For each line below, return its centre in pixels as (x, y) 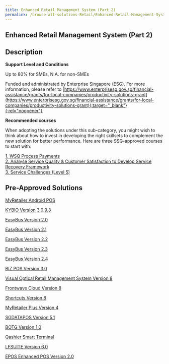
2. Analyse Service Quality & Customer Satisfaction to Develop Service (78, 161)
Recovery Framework (27, 166)
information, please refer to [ (35, 89)
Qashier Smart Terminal (30, 337)
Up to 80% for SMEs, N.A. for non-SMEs (47, 74)
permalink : (17, 15)
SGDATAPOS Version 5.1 (30, 317)
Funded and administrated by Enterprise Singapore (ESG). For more (75, 84)
